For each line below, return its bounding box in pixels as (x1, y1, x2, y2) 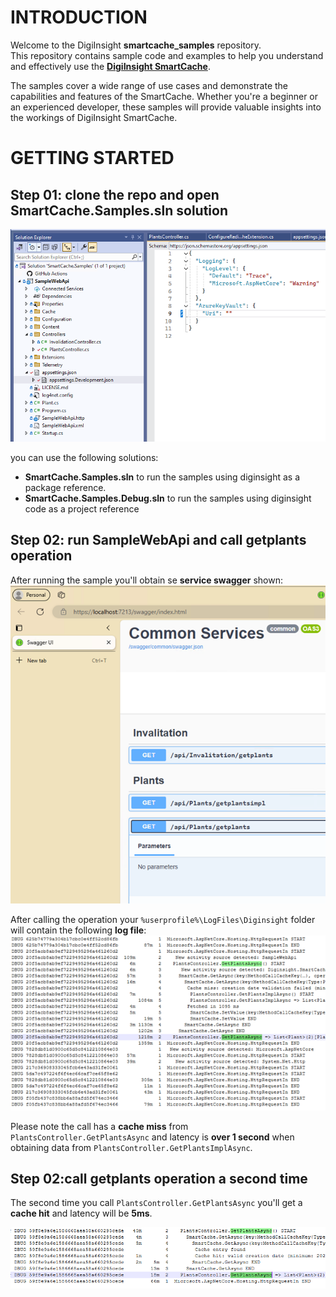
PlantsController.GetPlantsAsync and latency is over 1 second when (10, 1131, 295, 1143)
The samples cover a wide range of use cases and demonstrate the (10, 79, 289, 91)
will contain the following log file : (10, 924, 147, 936)
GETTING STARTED (10, 147, 175, 170)
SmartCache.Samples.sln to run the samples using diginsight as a (24, 471, 300, 483)
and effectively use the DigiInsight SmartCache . (10, 60, 211, 72)
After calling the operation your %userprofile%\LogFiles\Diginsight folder (10, 913, 316, 925)
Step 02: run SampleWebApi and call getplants (10, 532, 307, 549)
